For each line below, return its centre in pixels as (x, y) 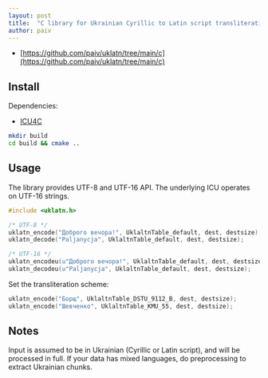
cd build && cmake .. (44, 144)
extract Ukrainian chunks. (51, 367)
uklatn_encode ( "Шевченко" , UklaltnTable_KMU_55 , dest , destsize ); (121, 306)
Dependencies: (33, 106)
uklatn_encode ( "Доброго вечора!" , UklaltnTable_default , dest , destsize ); (135, 232)
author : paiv (30, 30)
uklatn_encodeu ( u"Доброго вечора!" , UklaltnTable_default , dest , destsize (135, 262)
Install (24, 87)
